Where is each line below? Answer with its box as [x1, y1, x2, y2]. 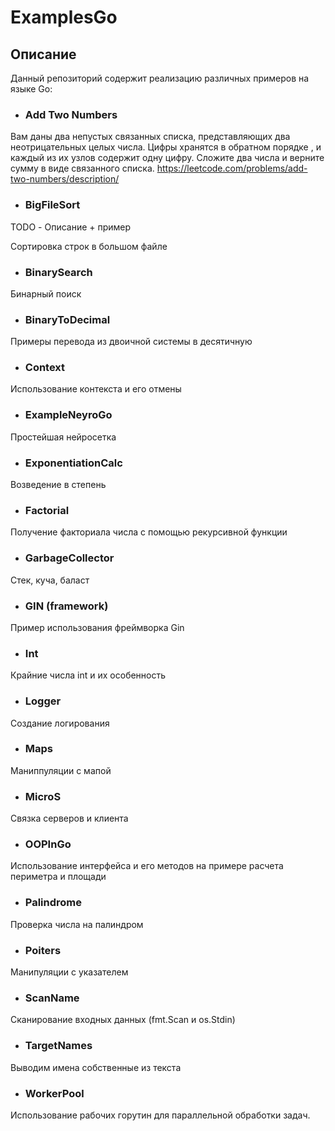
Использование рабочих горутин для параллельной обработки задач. [10, 1109, 311, 1121]
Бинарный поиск [10, 287, 82, 300]
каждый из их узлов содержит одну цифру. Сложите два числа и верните [10, 152, 325, 164]
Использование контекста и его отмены [10, 383, 182, 395]
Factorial [24, 504, 70, 517]
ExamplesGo [10, 6, 118, 29]
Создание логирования [10, 717, 110, 729]
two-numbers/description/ [10, 173, 120, 185]
